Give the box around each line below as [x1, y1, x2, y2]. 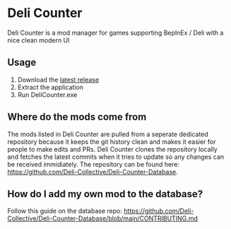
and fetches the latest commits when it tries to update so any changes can [7, 152, 225, 161]
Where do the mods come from [7, 111, 147, 123]
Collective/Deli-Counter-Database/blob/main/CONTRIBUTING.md [7, 214, 198, 223]
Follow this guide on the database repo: [7, 207, 122, 216]
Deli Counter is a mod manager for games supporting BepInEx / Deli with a [7, 28, 224, 37]
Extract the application [17, 83, 83, 91]
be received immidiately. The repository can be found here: [7, 160, 180, 168]
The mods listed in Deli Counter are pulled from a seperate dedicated [7, 130, 208, 138]
